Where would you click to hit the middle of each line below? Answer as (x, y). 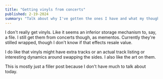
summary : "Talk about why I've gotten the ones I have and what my (75, 18)
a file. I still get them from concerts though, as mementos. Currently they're (80, 37)
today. (11, 72)
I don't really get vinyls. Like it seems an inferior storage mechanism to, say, (81, 32)
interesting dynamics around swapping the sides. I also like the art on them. (81, 57)
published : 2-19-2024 (27, 14)
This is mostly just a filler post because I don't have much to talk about (76, 66)
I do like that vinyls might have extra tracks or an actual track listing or (75, 52)
